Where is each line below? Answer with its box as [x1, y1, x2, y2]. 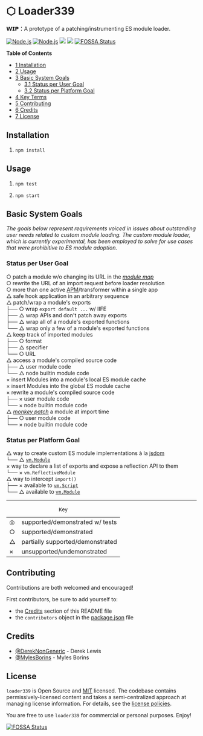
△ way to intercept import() [6, 475, 77, 482]
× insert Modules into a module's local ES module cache [6, 376, 146, 383]
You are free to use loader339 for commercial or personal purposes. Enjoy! [6, 712, 192, 719]
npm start [14, 192, 40, 199]
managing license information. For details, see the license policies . [6, 700, 172, 708]
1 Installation [14, 61, 47, 68]
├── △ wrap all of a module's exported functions [6, 318, 130, 325]
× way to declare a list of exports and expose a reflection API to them [6, 462, 178, 470]
